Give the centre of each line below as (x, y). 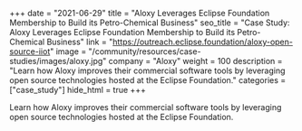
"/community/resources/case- (145, 51)
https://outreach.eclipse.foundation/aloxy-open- (202, 42)
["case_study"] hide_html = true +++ (78, 90)
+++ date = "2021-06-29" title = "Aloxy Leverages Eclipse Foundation (140, 13)
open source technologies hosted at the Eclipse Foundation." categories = (148, 80)
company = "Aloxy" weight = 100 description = (195, 61)
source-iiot (30, 51)
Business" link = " (80, 42)
